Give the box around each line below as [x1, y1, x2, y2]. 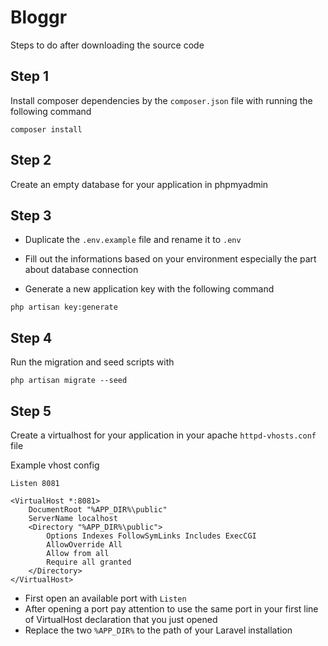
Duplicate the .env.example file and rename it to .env [24, 234, 242, 246]
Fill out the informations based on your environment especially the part [24, 253, 317, 265]
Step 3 [10, 207, 52, 224]
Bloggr [10, 6, 68, 29]
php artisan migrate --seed [10, 376, 128, 386]
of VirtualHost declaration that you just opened [24, 614, 218, 625]
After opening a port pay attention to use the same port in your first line [24, 603, 319, 615]
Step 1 [10, 68, 50, 85]
